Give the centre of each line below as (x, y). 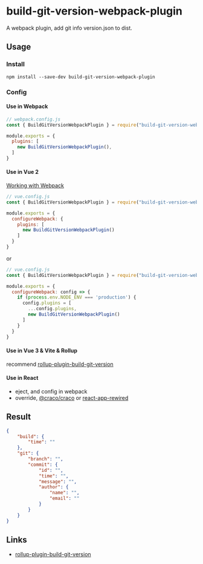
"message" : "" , (58, 482)
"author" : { (53, 487)
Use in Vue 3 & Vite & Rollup (42, 351)
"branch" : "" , (46, 459)
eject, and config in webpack (51, 391)
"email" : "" (64, 499)
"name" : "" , (64, 493)
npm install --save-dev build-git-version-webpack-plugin (81, 77)
